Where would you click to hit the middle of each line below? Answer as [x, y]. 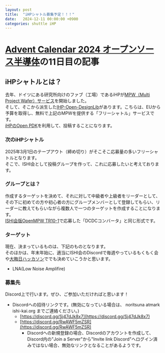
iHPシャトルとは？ [33, 82]
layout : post [19, 10]
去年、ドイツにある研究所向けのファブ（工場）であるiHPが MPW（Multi [78, 95]
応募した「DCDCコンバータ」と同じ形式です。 [111, 221]
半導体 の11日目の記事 [57, 62]
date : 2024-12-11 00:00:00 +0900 [42, 19]
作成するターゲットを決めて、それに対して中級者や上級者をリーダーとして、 [83, 196]
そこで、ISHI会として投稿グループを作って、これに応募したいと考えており [80, 164]
